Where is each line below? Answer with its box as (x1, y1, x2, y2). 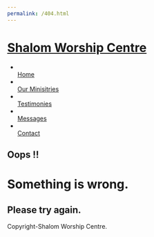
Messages (17, 114, 47, 122)
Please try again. (7, 204, 81, 216)
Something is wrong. (7, 177, 129, 192)
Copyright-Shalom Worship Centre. (7, 222, 108, 230)
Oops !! (7, 149, 39, 160)
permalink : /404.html (7, 10, 70, 17)
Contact (17, 129, 40, 137)
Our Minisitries (17, 84, 59, 93)
